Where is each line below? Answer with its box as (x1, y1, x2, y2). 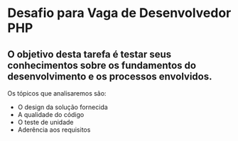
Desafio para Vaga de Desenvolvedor (7, 5, 232, 21)
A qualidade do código (17, 111, 85, 118)
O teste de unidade (17, 118, 74, 126)
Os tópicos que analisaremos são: (7, 89, 107, 97)
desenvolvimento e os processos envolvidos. (7, 70, 212, 82)
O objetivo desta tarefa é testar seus (7, 48, 172, 60)
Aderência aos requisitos (17, 125, 91, 134)
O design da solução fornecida (17, 103, 108, 111)
